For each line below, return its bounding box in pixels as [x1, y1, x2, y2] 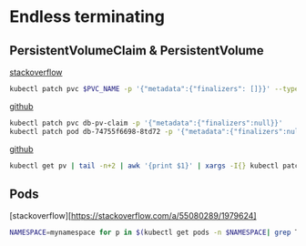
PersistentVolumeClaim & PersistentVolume [9, 43, 264, 58]
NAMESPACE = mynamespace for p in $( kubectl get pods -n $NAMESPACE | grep [9, 228, 291, 238]
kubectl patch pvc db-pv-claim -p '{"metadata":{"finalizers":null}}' [9, 118, 283, 128]
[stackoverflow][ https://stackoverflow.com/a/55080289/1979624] [9, 210, 257, 221]
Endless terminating [9, 6, 166, 27]
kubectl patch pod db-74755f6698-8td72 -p [9, 127, 173, 136]
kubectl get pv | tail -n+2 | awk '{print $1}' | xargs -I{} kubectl [9, 161, 280, 170]
